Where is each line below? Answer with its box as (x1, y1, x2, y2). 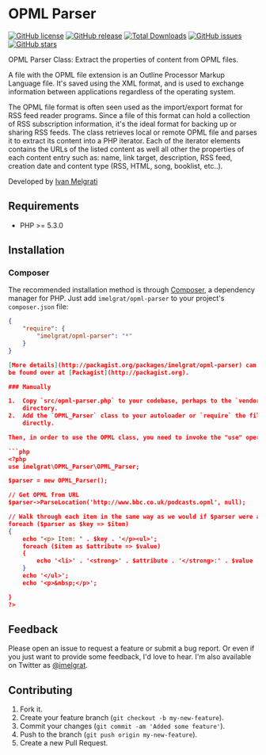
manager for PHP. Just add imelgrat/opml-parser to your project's (8, 294, 225, 303)
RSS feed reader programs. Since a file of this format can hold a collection (8, 110, 251, 120)
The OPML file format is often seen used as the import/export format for (8, 102, 243, 112)
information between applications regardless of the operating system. (8, 86, 236, 96)
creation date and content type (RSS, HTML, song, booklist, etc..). (8, 161, 223, 170)
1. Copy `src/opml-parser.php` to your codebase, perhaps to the (8, 397, 232, 405)
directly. (22, 419, 55, 428)
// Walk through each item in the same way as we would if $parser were (8, 513, 253, 521)
